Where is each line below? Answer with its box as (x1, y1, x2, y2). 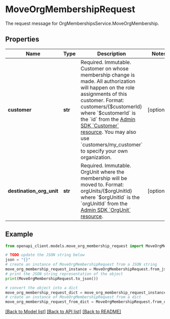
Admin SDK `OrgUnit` (80, 206, 131, 214)
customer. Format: (80, 96, 124, 103)
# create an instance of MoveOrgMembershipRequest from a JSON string (5, 262, 157, 267)
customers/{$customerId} (80, 103, 142, 110)
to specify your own (80, 147, 128, 154)
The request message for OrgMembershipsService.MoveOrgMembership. (5, 20, 159, 26)
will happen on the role (80, 84, 135, 91)
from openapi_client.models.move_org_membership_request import (5, 243, 144, 249)
